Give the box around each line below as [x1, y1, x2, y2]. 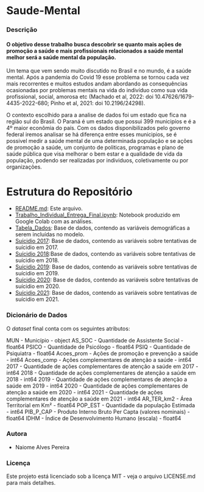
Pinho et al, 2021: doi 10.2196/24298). [51, 99, 146, 107]
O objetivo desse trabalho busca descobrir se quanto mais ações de [6, 40, 182, 48]
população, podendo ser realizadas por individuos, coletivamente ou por [6, 157, 189, 164]
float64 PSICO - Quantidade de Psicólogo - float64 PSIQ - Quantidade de [6, 343, 191, 350]
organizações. [6, 163, 43, 171]
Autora [6, 430, 27, 438]
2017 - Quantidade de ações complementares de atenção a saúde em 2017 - [6, 363, 199, 370]
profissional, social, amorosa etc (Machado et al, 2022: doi [6, 93, 154, 101]
